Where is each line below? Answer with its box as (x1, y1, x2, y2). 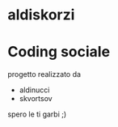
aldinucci (19, 85, 50, 95)
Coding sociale (7, 43, 111, 61)
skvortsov (19, 94, 53, 104)
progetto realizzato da (7, 70, 82, 79)
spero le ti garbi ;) (7, 109, 67, 119)
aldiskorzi (7, 6, 75, 24)
